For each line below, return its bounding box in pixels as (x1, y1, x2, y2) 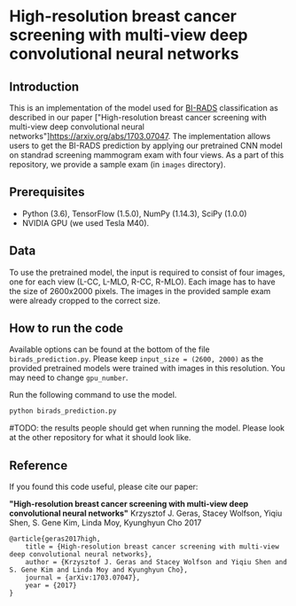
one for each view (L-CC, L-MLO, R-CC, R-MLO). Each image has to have (9, 276, 277, 287)
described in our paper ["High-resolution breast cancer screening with (9, 113, 268, 122)
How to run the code (9, 321, 124, 336)
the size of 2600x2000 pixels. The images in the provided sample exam (9, 285, 271, 296)
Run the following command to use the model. (9, 390, 177, 400)
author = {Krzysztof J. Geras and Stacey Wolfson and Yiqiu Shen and (25, 558, 288, 567)
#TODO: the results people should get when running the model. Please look (9, 423, 285, 433)
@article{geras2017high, (9, 534, 101, 544)
